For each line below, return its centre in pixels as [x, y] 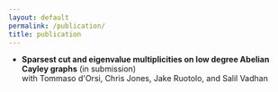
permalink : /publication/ [57, 26]
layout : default [39, 17]
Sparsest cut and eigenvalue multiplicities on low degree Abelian [145, 60]
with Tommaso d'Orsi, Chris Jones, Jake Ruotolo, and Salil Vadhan [145, 79]
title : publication [45, 34]
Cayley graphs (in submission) [79, 69]
